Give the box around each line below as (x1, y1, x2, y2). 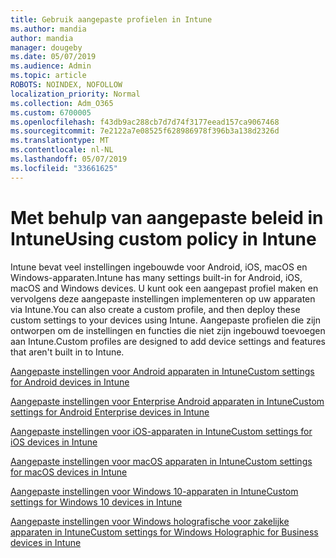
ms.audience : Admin (10, 61, 92, 71)
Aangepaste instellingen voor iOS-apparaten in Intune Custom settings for (10, 425, 313, 437)
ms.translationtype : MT (10, 136, 110, 146)
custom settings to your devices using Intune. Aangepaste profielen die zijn (10, 314, 321, 326)
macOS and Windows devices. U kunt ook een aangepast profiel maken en (10, 282, 319, 294)
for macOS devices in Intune (10, 466, 128, 478)
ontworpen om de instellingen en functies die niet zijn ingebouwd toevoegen (10, 324, 326, 336)
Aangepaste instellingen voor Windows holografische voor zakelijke (10, 515, 290, 527)
